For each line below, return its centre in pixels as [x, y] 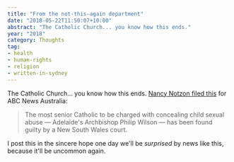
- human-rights [30, 60]
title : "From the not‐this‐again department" [75, 14]
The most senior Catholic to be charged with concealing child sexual [124, 115]
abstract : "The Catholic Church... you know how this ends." [99, 27]
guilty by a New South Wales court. [76, 129]
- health [20, 54]
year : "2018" [27, 34]
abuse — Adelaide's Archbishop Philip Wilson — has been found [118, 122]
